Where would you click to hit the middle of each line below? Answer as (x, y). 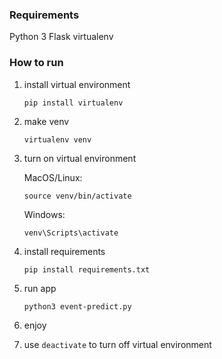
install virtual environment (77, 84)
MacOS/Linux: (53, 177)
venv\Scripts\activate (71, 233)
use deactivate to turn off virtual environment (117, 344)
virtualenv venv (57, 139)
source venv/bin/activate (77, 196)
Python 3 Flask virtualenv (61, 37)
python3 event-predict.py (77, 306)
